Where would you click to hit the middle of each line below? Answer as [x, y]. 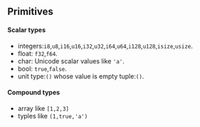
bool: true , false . [42, 68]
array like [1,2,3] [43, 108]
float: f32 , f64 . [38, 54]
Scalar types [27, 30]
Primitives [30, 12]
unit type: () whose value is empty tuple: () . [81, 76]
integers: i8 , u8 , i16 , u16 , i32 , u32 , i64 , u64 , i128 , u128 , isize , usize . [105, 46]
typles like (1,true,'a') [53, 116]
